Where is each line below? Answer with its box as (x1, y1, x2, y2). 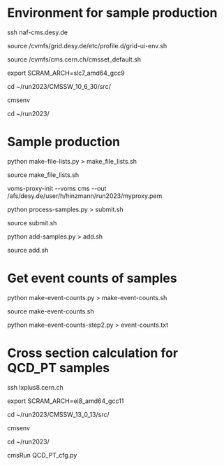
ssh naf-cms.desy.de (7, 28, 68, 36)
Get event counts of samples (7, 271, 177, 286)
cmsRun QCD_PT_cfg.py (7, 451, 77, 459)
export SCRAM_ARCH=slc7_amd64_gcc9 (7, 69, 125, 77)
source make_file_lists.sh (7, 170, 79, 179)
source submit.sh (7, 218, 57, 227)
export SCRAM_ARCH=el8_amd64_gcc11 (7, 397, 124, 405)
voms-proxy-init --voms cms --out (7, 184, 107, 192)
